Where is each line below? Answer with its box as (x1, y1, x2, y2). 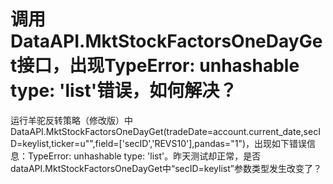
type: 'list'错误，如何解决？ (10, 80, 238, 102)
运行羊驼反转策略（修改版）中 (10, 114, 133, 126)
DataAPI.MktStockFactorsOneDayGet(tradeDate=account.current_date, (10, 125, 304, 137)
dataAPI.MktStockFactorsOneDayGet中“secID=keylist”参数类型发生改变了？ (10, 162, 322, 174)
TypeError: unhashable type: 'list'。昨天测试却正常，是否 (27, 150, 262, 162)
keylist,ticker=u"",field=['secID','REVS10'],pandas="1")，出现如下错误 (22, 137, 308, 149)
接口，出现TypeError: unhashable (16, 55, 300, 77)
